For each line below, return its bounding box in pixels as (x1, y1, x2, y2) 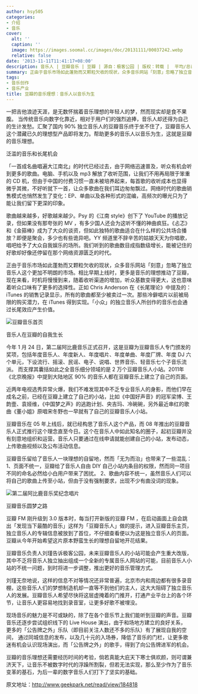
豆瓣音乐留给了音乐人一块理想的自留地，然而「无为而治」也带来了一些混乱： (6, 455, 192, 462)
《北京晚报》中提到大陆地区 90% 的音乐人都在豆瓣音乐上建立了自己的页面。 (6, 373, 192, 380)
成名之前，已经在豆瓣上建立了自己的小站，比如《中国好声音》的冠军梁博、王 (6, 393, 192, 400)
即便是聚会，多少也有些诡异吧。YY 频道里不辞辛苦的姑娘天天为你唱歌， (16, 234, 190, 241)
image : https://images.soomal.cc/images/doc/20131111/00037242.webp (11, 47, 183, 53)
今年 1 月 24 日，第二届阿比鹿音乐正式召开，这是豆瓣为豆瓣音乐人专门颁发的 (6, 343, 191, 350)
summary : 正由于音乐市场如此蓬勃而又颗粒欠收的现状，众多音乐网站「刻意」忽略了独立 (6, 69, 188, 75)
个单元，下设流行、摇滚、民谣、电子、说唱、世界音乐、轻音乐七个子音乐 (6, 358, 181, 365)
